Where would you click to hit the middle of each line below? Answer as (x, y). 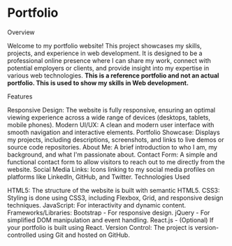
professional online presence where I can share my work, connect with (109, 60)
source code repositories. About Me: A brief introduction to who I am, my (113, 147)
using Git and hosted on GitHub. (84, 235)
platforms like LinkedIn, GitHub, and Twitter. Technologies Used (99, 177)
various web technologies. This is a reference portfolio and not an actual (113, 75)
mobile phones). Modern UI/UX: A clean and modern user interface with (111, 124)
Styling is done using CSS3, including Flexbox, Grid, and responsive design (115, 198)
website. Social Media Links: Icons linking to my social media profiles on (111, 169)
